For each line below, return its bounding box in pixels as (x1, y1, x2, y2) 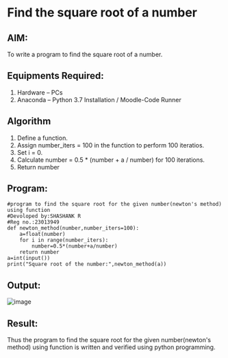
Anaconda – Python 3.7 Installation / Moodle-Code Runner (16, 95, 181, 104)
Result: (7, 318, 38, 329)
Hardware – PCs (16, 88, 63, 97)
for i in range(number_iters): (19, 237, 109, 244)
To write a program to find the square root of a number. (7, 50, 163, 58)
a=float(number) (19, 231, 66, 238)
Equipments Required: (7, 70, 104, 82)
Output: (7, 279, 41, 291)
